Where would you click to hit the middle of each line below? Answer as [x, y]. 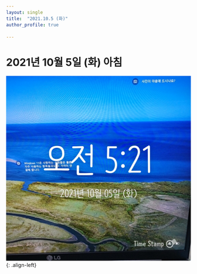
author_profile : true [33, 25]
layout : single [25, 12]
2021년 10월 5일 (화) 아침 [64, 62]
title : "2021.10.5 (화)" [37, 18]
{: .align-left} [21, 265]
